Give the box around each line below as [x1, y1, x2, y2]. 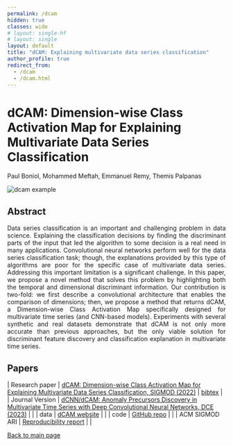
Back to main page [7, 431, 61, 439]
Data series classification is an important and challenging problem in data [7, 224, 226, 233]
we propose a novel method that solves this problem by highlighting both [7, 276, 226, 284]
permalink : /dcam [7, 10, 58, 17]
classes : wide [7, 23, 49, 30]
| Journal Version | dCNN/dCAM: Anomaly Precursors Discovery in [7, 395, 198, 404]
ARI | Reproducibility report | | [7, 418, 92, 426]
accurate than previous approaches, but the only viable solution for [7, 327, 226, 336]
